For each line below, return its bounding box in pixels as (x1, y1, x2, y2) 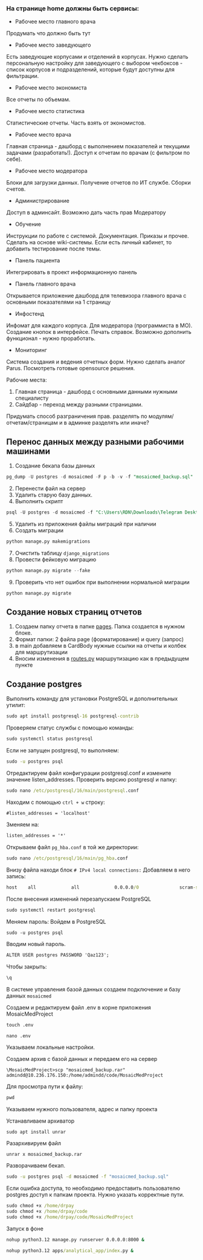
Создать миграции (14, 526, 64, 534)
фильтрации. (6, 73, 39, 80)
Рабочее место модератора (14, 168, 88, 175)
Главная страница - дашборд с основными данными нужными (14, 388, 178, 396)
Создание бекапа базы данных (14, 462, 95, 469)
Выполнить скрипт (14, 497, 63, 504)
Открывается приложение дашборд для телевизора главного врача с (6, 292, 187, 299)
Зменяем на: (6, 821, 39, 828)
